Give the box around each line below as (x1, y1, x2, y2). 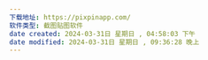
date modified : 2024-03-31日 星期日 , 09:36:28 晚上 (9, 37, 200, 47)
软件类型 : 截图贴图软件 (9, 21, 84, 30)
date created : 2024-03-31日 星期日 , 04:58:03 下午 (9, 29, 196, 38)
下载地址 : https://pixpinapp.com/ (9, 12, 131, 22)
